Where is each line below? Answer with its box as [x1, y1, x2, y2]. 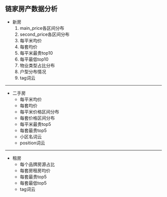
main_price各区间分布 [19, 25, 65, 31]
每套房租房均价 [19, 167, 51, 173]
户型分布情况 [19, 69, 46, 75]
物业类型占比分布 [19, 62, 55, 68]
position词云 [19, 140, 45, 146]
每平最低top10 [19, 56, 49, 62]
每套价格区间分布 [19, 115, 55, 121]
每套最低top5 [19, 180, 47, 186]
